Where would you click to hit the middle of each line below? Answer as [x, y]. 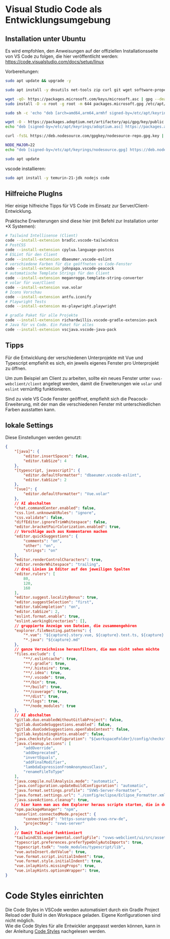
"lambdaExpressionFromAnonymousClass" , [66, 767]
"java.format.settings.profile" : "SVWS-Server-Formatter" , [78, 791]
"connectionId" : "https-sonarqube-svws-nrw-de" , [76, 819]
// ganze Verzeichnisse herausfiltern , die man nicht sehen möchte [87, 649]
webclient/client [24, 384]
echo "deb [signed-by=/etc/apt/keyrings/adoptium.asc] [64, 127]
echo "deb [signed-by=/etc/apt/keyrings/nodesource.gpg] [67, 150]
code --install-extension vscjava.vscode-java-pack [61, 329]
